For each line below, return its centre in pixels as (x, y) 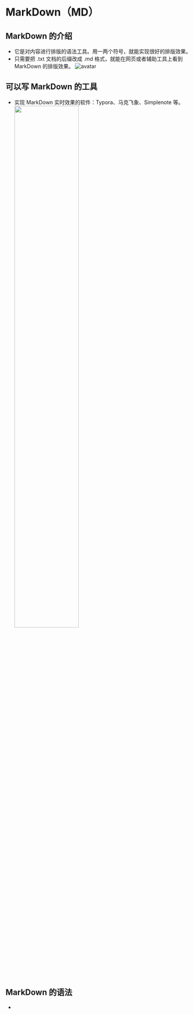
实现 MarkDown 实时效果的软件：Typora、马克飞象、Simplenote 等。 (99, 102)
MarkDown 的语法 (39, 993)
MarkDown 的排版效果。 (44, 66)
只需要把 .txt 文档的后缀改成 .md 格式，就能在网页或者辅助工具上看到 (98, 59)
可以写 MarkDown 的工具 (52, 87)
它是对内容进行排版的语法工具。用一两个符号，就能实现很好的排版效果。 (102, 51)
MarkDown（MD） (52, 12)
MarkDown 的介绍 (39, 36)
